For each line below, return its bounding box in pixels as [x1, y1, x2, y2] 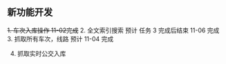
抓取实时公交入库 [17, 49, 66, 57]
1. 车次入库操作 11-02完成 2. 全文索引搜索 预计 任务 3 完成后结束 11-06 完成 [7, 26, 220, 34]
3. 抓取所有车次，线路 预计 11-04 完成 [7, 34, 114, 43]
